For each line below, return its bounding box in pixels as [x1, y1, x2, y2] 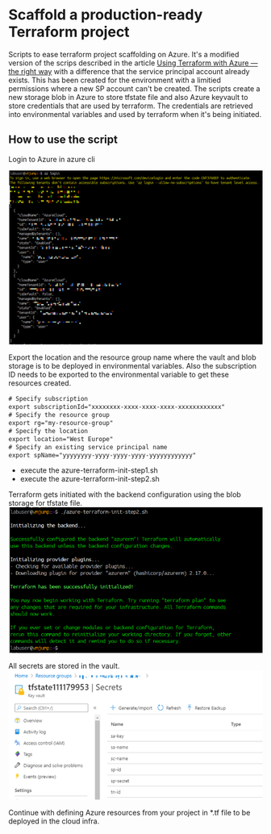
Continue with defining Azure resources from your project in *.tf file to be [8, 807, 251, 817]
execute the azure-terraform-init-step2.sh [19, 474, 160, 484]
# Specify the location [8, 427, 89, 436]
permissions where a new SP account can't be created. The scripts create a [8, 83, 261, 94]
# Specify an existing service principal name [8, 444, 168, 452]
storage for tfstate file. [8, 498, 83, 508]
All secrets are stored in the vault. [8, 661, 120, 671]
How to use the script [8, 133, 119, 147]
